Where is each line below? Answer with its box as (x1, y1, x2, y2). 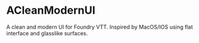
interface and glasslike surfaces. (6, 29, 88, 36)
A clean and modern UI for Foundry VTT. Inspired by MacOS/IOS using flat (6, 23, 194, 30)
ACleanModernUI (6, 4, 96, 17)
